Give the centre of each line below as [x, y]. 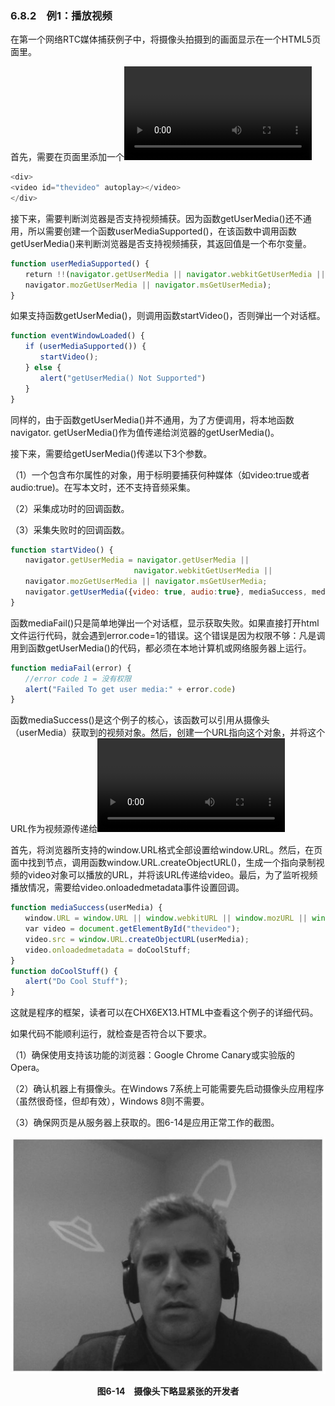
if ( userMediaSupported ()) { [85, 347]
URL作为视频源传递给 [54, 829]
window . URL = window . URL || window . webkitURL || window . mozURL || [166, 918]
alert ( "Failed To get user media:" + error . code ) [130, 689]
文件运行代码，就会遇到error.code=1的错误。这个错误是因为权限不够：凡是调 [168, 635]
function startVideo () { [62, 550]
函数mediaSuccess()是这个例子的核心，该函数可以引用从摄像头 [140, 720]
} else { [43, 368]
